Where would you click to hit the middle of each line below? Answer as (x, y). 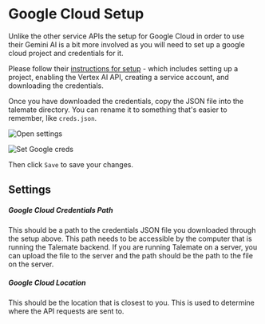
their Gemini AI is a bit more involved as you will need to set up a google (127, 44)
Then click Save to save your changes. (71, 164)
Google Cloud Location (47, 282)
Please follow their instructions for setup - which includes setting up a (123, 68)
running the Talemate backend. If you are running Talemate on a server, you (133, 247)
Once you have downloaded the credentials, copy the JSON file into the (126, 101)
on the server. (31, 264)
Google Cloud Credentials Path (61, 210)
